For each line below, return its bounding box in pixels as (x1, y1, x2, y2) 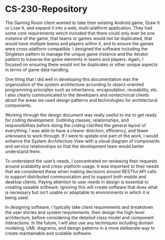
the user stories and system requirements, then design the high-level (5, 209, 145, 215)
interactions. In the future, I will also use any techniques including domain (5, 220, 154, 226)
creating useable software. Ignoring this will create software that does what (5, 184, 158, 190)
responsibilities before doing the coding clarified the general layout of (5, 122, 146, 128)
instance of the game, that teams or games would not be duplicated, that (5, 35, 152, 41)
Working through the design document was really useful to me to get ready (5, 112, 157, 118)
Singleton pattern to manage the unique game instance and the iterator (5, 51, 149, 57)
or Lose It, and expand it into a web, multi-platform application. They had (5, 25, 153, 30)
